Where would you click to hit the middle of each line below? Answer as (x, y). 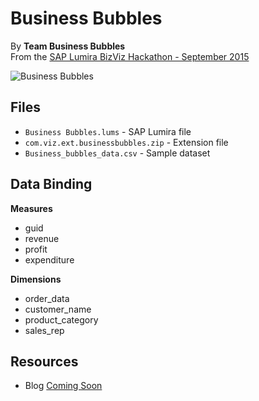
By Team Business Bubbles (68, 46)
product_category (61, 319)
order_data (47, 298)
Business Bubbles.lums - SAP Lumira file (108, 131)
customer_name (58, 309)
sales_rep (44, 330)
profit (36, 249)
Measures (31, 208)
